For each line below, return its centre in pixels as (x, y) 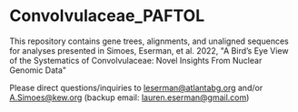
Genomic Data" (38, 70)
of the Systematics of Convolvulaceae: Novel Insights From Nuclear (136, 60)
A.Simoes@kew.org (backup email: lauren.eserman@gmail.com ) (129, 97)
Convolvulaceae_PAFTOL (107, 16)
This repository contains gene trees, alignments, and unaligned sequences (149, 41)
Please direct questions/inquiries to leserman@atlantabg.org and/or (136, 87)
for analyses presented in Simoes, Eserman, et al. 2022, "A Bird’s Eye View (149, 50)
